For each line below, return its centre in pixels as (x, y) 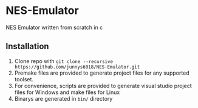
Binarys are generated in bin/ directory (63, 98)
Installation (27, 46)
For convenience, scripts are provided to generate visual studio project (103, 86)
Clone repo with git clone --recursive (64, 61)
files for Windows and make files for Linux (67, 92)
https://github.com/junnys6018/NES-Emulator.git (77, 67)
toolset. (24, 79)
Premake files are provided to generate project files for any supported (102, 73)
